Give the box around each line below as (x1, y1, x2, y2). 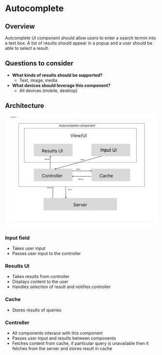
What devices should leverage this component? (12, 82, 111, 88)
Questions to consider (5, 59, 74, 68)
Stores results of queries (12, 307, 62, 313)
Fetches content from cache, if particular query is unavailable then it (12, 340, 149, 346)
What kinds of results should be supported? (12, 72, 103, 78)
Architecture (5, 102, 45, 110)
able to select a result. (5, 46, 49, 51)
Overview (5, 22, 35, 31)
